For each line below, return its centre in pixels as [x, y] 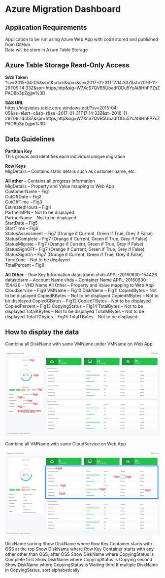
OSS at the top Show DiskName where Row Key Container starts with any [80, 549]
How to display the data [42, 332]
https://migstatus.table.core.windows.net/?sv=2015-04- [62, 108]
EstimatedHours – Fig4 [28, 207]
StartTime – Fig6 [22, 228]
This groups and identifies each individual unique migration [65, 156]
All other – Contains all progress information [50, 181]
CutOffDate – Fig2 [23, 196]
